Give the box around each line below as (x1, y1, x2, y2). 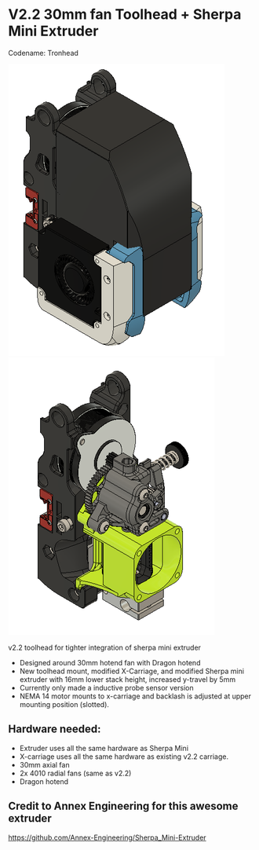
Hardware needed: (8, 723, 101, 736)
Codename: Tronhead (8, 48, 78, 57)
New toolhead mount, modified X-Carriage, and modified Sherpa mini (19, 666, 245, 676)
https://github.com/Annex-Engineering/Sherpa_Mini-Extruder (8, 833, 206, 842)
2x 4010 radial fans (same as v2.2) (19, 768, 132, 778)
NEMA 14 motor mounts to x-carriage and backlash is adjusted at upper (19, 691, 252, 701)
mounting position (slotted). (19, 699, 110, 709)
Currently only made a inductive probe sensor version (19, 683, 194, 692)
